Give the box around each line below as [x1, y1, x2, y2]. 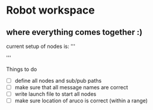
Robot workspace [6, 4, 95, 17]
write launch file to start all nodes [14, 90, 97, 98]
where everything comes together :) [6, 27, 143, 37]
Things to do [6, 66, 37, 73]
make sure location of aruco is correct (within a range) [14, 97, 148, 104]
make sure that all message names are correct [14, 84, 129, 91]
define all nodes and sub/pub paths [14, 77, 102, 84]
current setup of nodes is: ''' [6, 43, 76, 50]
